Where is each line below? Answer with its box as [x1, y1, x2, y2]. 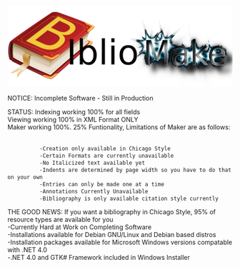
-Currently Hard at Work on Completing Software [7, 223, 152, 231]
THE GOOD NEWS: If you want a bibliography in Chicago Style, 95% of [7, 208, 216, 216]
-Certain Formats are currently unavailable [39, 152, 174, 160]
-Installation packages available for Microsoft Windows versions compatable [7, 238, 233, 247]
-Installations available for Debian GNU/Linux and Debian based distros [7, 231, 216, 239]
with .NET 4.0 [7, 246, 48, 254]
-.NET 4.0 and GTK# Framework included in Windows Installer [7, 253, 191, 262]
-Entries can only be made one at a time [39, 181, 164, 188]
